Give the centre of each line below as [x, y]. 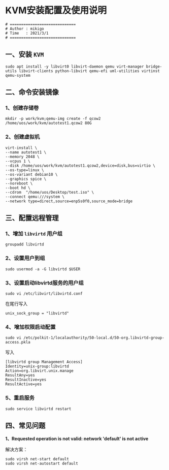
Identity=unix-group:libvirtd [37, 366]
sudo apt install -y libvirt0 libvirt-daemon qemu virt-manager [75, 67]
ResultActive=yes [24, 384]
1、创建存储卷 [22, 108]
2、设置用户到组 [25, 258]
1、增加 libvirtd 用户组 [34, 234]
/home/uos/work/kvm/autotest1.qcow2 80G [49, 123]
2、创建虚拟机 [23, 137]
